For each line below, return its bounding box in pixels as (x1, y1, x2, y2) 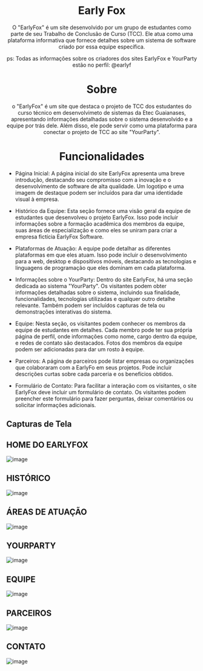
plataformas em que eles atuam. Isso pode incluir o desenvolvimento (15, 251, 187, 258)
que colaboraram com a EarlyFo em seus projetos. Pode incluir (15, 363, 172, 371)
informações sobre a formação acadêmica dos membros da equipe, (15, 220, 185, 228)
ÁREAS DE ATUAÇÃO (6, 507, 87, 518)
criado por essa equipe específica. (58, 43, 145, 50)
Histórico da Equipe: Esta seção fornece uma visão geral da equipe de (15, 207, 191, 214)
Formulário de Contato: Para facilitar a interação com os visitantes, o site (15, 382, 197, 389)
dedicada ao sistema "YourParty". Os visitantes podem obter (15, 282, 167, 289)
